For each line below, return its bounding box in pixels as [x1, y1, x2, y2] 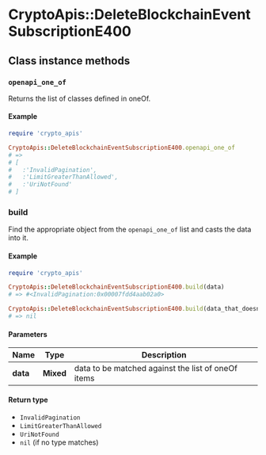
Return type [8, 395, 49, 404]
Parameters [8, 329, 47, 338]
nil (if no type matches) [19, 438, 99, 447]
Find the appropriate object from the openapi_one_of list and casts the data [8, 224, 252, 235]
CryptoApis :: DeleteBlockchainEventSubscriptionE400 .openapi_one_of [8, 143, 236, 151]
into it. [8, 233, 29, 243]
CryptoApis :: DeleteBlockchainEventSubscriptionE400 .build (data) [8, 283, 225, 291]
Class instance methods [8, 54, 131, 67]
